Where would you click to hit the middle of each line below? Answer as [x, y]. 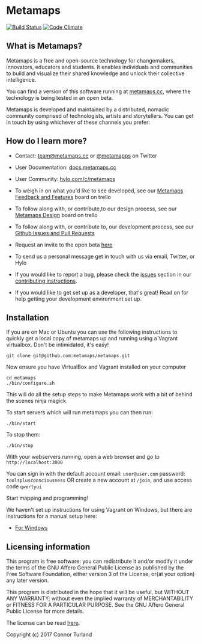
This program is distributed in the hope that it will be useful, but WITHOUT [98, 592]
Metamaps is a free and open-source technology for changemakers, [91, 60]
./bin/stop [20, 446]
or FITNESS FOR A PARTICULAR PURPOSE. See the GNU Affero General [95, 605]
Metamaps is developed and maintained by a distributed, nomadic [88, 109]
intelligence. [21, 79]
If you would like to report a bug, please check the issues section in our [103, 274]
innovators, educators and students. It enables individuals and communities [100, 67]
